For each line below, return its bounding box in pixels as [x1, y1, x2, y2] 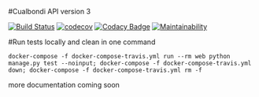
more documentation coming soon [8, 80, 120, 89]
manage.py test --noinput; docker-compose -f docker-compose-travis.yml [8, 59, 252, 67]
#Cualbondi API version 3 [8, 7, 91, 16]
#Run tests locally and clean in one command [8, 37, 156, 47]
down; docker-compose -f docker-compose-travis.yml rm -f [8, 66, 202, 74]
